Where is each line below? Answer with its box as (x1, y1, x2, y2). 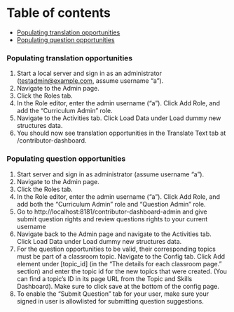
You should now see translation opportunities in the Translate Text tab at (16, 129, 226, 138)
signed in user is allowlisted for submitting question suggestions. (16, 297, 205, 305)
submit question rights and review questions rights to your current (16, 214, 208, 223)
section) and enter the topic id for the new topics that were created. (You (16, 267, 227, 275)
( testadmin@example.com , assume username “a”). (16, 77, 164, 85)
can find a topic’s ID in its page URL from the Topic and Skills (16, 274, 193, 282)
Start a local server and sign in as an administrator (16, 69, 163, 78)
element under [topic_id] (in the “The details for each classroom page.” (16, 259, 222, 268)
